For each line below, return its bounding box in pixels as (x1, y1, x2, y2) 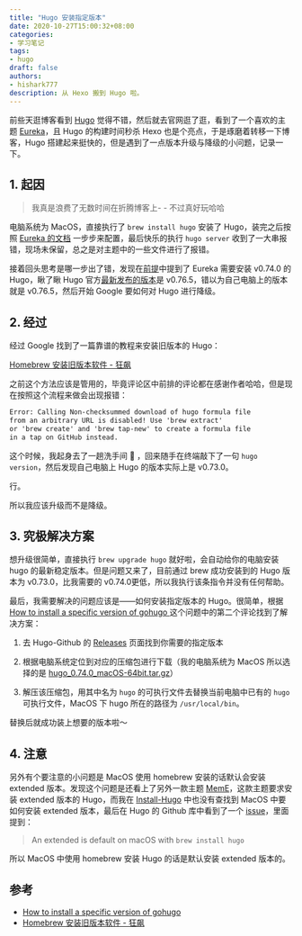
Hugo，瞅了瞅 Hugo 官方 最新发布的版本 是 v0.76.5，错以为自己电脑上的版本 (9, 274, 289, 285)
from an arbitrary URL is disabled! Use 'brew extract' (9, 416, 223, 425)
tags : (9, 47, 30, 56)
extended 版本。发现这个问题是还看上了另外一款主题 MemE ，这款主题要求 (9, 783, 285, 794)
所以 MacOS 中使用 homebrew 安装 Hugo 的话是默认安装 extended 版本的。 (9, 853, 290, 864)
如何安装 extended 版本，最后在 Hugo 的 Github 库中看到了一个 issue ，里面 (9, 805, 289, 816)
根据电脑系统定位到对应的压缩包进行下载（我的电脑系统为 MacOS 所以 (22, 656, 283, 667)
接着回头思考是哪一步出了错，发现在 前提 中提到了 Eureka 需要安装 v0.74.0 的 (9, 263, 292, 274)
